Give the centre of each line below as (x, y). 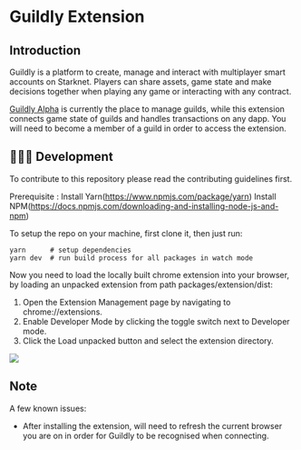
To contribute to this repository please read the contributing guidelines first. (151, 178)
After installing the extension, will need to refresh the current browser (152, 425)
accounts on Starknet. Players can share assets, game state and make (141, 82)
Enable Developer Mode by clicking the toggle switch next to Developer (156, 321)
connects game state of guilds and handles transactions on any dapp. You (148, 119)
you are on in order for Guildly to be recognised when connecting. (146, 435)
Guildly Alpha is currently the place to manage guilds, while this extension (147, 109)
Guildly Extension (77, 17)
